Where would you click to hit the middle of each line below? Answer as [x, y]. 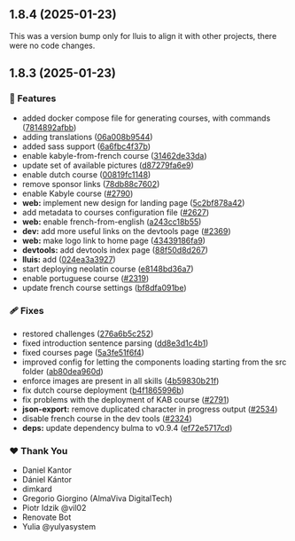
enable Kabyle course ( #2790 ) [78, 193]
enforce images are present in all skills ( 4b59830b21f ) [120, 380]
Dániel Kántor [47, 480]
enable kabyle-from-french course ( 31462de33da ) [114, 155]
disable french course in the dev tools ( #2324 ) [107, 418]
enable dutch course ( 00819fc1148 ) [86, 174]
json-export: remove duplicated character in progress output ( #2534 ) [150, 409]
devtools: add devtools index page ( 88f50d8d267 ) [115, 250]
